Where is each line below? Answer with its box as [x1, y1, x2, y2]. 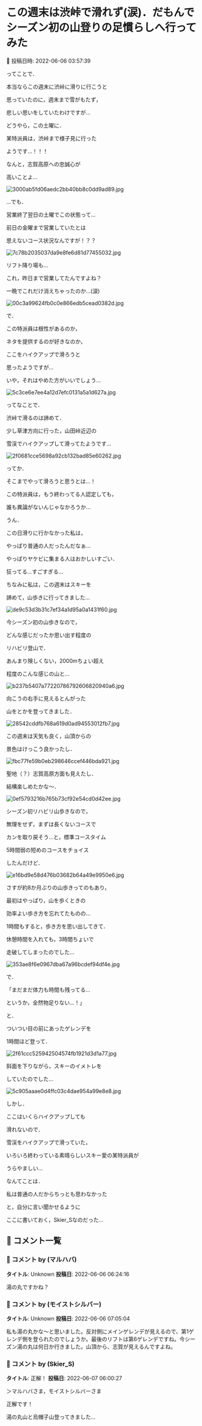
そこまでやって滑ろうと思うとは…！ [6, 478, 96, 485]
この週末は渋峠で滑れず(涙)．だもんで [6, 5, 195, 19]
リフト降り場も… [6, 261, 49, 269]
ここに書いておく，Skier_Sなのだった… [6, 1216, 104, 1223]
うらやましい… [6, 1164, 44, 1171]
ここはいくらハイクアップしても [6, 1112, 86, 1120]
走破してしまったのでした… [6, 948, 75, 956]
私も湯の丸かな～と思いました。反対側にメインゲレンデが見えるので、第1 [6, 1328, 189, 1335]
